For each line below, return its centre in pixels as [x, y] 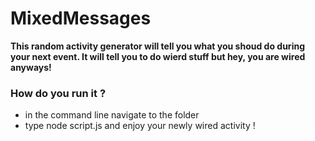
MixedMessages [81, 18]
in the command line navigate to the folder [112, 115]
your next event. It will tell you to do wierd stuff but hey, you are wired [158, 56]
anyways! [31, 67]
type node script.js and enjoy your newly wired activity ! [140, 126]
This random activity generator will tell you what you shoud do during [157, 46]
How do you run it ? [58, 93]
